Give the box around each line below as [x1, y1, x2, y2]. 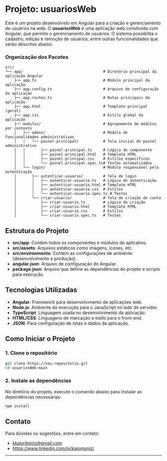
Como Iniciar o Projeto [5, 335, 76, 343]
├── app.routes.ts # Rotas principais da [14, 96, 150, 101]
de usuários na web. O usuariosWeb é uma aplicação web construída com [5, 25, 158, 31]
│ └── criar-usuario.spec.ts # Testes [14, 213, 121, 218]
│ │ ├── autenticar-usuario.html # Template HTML [14, 183, 137, 188]
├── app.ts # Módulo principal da [14, 78, 150, 83]
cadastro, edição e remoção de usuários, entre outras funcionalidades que [5, 36, 158, 42]
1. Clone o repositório [5, 349, 58, 356]
